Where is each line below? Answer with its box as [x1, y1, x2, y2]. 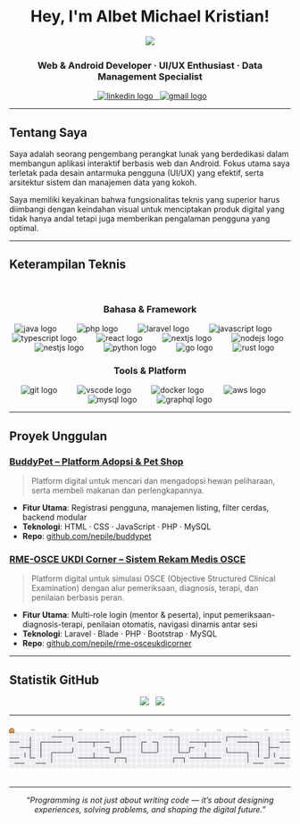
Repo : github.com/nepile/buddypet [21, 531, 152, 542]
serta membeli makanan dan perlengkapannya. [30, 485, 204, 496]
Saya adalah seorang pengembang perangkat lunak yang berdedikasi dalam [9, 149, 289, 160]
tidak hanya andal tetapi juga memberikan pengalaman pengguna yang [9, 213, 271, 224]
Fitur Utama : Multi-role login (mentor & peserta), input [21, 610, 222, 620]
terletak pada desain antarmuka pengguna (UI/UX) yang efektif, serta [9, 168, 264, 179]
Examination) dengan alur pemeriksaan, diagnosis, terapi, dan [30, 583, 259, 594]
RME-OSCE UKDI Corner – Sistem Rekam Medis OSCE [9, 553, 246, 566]
